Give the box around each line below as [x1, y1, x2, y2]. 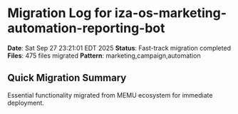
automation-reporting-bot [7, 20, 165, 36]
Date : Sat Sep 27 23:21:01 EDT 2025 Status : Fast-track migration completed [7, 43, 232, 52]
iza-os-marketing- [114, 5, 227, 21]
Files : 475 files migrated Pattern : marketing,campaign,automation [7, 51, 201, 60]
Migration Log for [7, 5, 113, 21]
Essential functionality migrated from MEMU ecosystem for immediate [7, 90, 213, 99]
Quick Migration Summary [7, 72, 127, 84]
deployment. [7, 98, 44, 107]
